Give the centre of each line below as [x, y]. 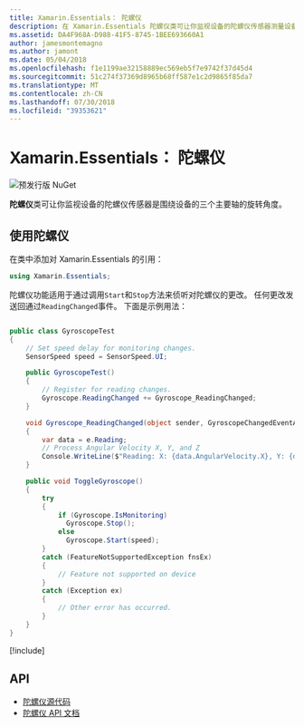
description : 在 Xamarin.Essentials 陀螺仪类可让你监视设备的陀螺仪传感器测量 [147, 26]
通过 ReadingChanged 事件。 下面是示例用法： [106, 305]
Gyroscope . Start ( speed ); [113, 540]
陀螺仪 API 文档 [51, 713]
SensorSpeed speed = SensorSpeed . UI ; [97, 356]
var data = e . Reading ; [85, 440]
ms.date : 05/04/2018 [48, 60]
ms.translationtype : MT [54, 85]
